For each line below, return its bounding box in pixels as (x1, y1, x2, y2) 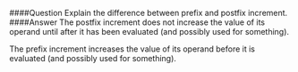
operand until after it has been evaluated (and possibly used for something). (9, 27, 289, 36)
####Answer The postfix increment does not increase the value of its (9, 17, 266, 28)
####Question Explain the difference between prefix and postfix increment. (9, 8, 288, 18)
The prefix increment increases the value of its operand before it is (9, 44, 255, 54)
